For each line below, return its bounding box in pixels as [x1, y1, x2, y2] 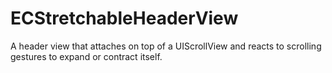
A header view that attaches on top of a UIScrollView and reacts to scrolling [10, 40, 322, 52]
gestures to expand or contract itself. [10, 50, 163, 62]
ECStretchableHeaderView [10, 7, 239, 30]
